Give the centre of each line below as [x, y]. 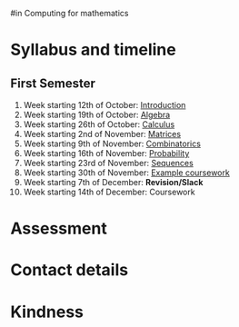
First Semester [53, 83]
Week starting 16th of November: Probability [106, 153]
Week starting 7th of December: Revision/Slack [113, 182]
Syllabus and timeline [93, 50]
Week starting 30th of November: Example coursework [126, 173]
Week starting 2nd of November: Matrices [102, 134]
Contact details [70, 270]
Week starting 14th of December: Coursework [109, 192]
